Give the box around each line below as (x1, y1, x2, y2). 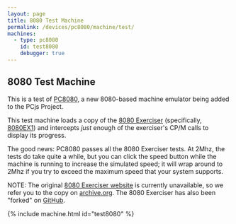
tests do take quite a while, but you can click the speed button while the (7, 152, 217, 160)
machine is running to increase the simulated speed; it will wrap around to (7, 160, 223, 168)
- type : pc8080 (13, 37, 59, 44)
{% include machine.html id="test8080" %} (7, 209, 135, 218)
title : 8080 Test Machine (7, 17, 84, 24)
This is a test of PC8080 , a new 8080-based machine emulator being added (7, 95, 230, 103)
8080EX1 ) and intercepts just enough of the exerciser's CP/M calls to (7, 123, 209, 131)
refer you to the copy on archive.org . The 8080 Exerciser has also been (7, 188, 216, 196)
